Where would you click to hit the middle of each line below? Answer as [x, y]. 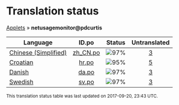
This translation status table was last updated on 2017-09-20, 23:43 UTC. [82, 96]
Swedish [21, 82]
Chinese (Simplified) [38, 52]
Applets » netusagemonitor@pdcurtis [54, 28]
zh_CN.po [86, 52]
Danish [19, 72]
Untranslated [150, 42]
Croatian [21, 62]
